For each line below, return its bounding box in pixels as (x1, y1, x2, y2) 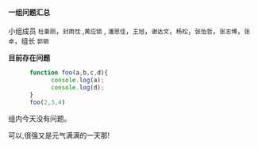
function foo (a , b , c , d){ (29, 69, 109, 77)
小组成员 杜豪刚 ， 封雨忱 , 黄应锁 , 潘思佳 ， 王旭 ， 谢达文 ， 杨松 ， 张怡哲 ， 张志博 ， (8, 26, 245, 36)
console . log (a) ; (50, 76, 105, 85)
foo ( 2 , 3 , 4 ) (29, 98, 66, 106)
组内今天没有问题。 (8, 113, 71, 123)
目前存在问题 (8, 53, 50, 63)
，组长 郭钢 (13, 36, 49, 46)
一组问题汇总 (8, 7, 50, 17)
